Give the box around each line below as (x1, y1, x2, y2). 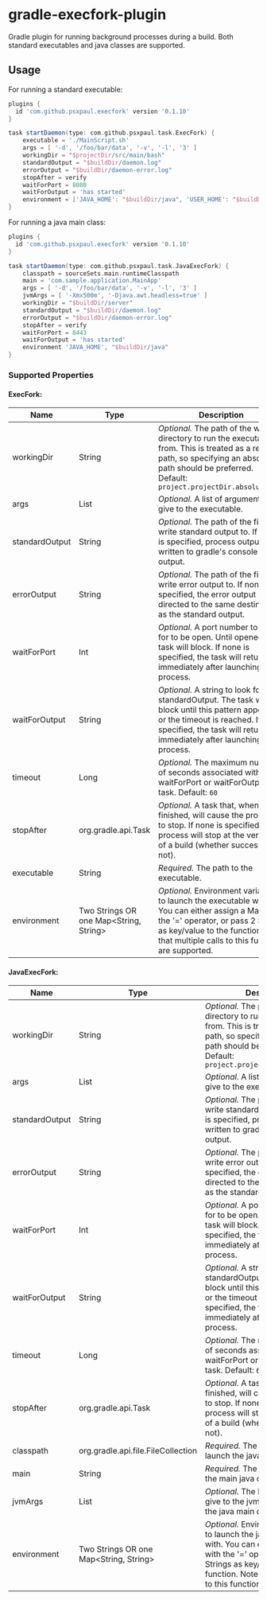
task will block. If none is (157, 642, 250, 653)
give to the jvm (204, 1496, 261, 1507)
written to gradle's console (157, 547, 258, 558)
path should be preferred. (157, 463, 254, 474)
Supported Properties (8, 369, 94, 380)
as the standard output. (157, 609, 245, 620)
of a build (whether (157, 839, 230, 851)
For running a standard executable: (8, 84, 123, 94)
